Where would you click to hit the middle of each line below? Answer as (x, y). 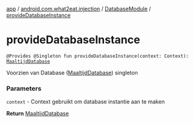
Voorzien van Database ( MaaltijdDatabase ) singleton (72, 72)
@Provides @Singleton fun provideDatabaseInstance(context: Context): (98, 56)
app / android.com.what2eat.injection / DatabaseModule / (79, 9)
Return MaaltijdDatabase (38, 114)
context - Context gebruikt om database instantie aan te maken (86, 102)
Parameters (24, 88)
